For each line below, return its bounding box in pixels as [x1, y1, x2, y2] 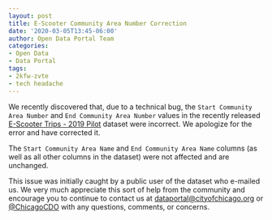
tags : [8, 65, 27, 73]
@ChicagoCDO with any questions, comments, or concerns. [8, 201, 209, 211]
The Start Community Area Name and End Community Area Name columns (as [8, 143, 257, 153]
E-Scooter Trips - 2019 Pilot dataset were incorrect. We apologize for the [8, 119, 253, 129]
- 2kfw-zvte [8, 72, 49, 80]
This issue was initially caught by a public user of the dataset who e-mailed [8, 176, 261, 186]
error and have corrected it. [8, 127, 101, 137]
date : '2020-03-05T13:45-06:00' [8, 27, 118, 35]
